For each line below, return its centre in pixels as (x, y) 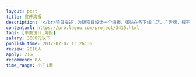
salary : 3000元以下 (28, 38)
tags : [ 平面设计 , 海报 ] (31, 33)
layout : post (22, 11)
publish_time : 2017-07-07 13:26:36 (49, 44)
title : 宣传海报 (24, 17)
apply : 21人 (20, 54)
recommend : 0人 (24, 60)
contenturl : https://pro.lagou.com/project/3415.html (73, 27)
